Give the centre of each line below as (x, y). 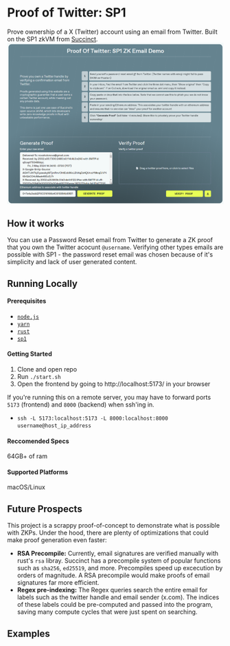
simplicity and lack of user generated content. (72, 262)
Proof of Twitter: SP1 (67, 13)
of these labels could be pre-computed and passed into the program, (115, 605)
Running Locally (42, 283)
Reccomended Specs (38, 441)
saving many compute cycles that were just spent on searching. (107, 612)
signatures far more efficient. (58, 583)
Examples (28, 633)
